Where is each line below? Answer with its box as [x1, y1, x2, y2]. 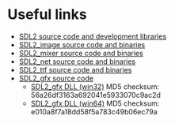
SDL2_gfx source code [18, 73, 94, 83]
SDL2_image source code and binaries [18, 39, 146, 49]
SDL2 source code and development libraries [18, 32, 167, 41]
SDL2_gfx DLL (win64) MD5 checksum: [30, 99, 160, 108]
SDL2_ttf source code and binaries [18, 65, 132, 74]
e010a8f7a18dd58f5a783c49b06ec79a [30, 106, 158, 116]
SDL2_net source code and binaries [18, 57, 136, 66]
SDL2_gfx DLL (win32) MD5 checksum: [30, 81, 160, 91]
